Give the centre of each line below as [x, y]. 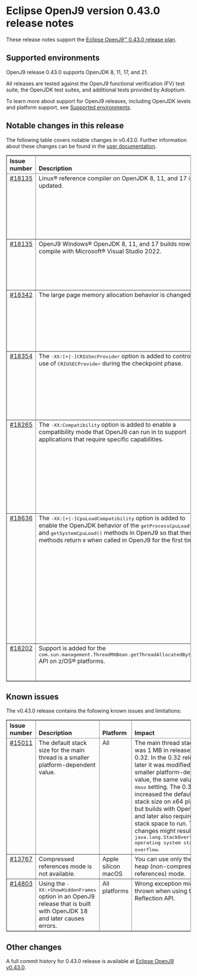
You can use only [158, 859]
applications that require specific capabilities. [101, 439]
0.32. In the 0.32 [158, 758]
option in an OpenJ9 [67, 897]
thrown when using [161, 891]
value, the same [157, 780]
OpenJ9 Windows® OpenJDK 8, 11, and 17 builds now [115, 243]
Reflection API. [155, 899]
